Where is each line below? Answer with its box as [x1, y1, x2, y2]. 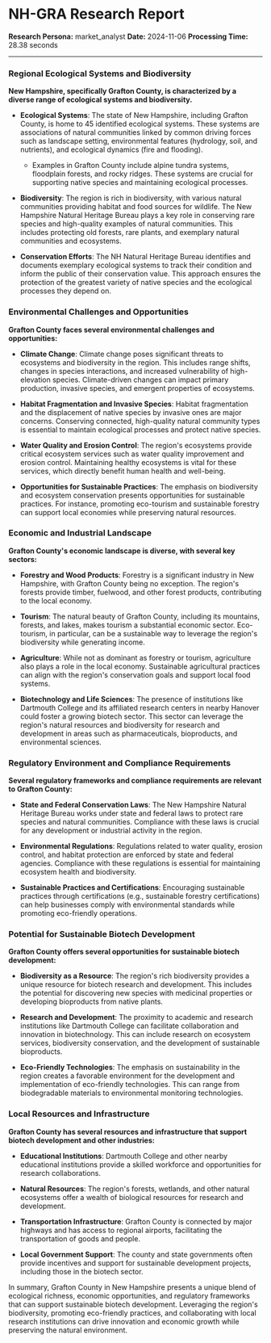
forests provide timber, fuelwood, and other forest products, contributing [19, 587, 262, 597]
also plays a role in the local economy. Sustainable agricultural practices [19, 661, 261, 671]
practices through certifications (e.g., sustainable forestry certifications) [19, 892, 261, 901]
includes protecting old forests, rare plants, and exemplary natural [19, 228, 240, 237]
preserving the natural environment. [8, 1325, 127, 1335]
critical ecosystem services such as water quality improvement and [19, 449, 244, 459]
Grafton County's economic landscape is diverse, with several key [8, 546, 236, 556]
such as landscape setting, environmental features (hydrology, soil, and [19, 136, 258, 146]
